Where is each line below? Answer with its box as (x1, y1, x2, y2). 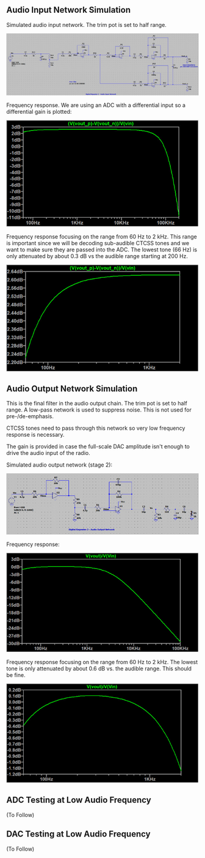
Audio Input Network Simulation (6, 5, 131, 15)
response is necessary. (6, 431, 65, 438)
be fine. (6, 671, 26, 678)
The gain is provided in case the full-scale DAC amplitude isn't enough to (6, 443, 190, 450)
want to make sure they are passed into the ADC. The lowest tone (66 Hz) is (6, 246, 198, 253)
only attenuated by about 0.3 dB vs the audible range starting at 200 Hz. (6, 253, 188, 260)
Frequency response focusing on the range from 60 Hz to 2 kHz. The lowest (6, 658, 198, 665)
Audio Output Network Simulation (6, 383, 138, 394)
